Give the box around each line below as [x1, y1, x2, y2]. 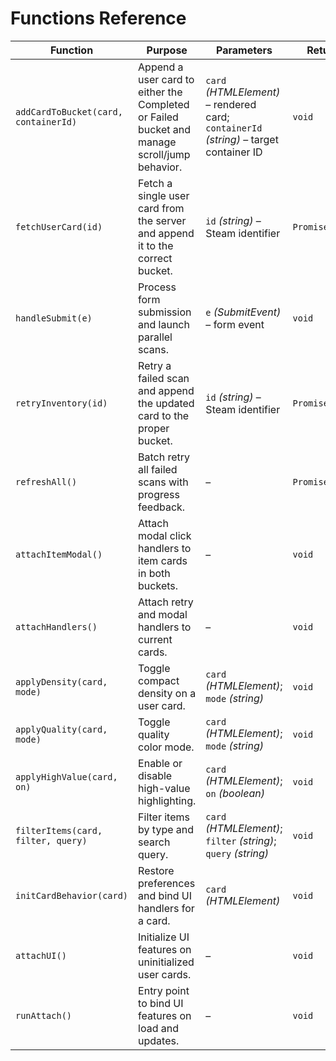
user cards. [138, 967, 192, 981]
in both [138, 566, 171, 580]
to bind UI [138, 996, 184, 1010]
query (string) [205, 846, 270, 860]
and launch [138, 317, 190, 331]
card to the [138, 408, 190, 422]
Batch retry [138, 450, 191, 464]
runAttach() [15, 1010, 73, 1021]
